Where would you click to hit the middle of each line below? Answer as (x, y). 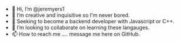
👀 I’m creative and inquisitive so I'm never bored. (71, 15)
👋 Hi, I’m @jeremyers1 (38, 9)
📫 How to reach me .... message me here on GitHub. (76, 34)
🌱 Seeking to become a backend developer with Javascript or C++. (93, 21)
